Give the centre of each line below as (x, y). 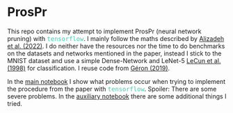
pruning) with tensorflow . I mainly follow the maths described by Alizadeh (116, 38)
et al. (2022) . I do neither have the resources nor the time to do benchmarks (116, 46)
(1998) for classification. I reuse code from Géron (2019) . (89, 68)
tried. (15, 103)
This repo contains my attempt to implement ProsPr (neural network (104, 31)
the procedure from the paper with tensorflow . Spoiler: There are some (112, 89)
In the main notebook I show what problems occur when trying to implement (116, 81)
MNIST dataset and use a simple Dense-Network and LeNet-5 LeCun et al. (114, 60)
